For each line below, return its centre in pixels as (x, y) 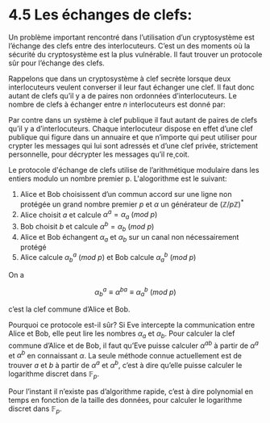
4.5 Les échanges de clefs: (100, 15)
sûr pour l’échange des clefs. (56, 63)
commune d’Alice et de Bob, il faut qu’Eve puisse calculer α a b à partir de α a (134, 345)
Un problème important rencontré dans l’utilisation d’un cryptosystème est (132, 37)
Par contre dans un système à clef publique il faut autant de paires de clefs (133, 119)
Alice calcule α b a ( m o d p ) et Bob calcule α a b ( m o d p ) (108, 258)
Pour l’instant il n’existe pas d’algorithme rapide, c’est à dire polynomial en (131, 391)
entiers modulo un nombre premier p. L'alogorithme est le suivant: (118, 178)
